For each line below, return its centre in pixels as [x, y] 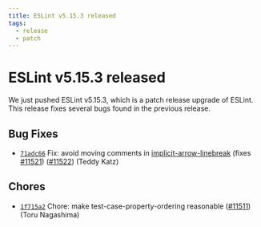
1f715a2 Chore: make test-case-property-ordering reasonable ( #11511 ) [135, 206]
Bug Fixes [33, 134]
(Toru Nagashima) [50, 214]
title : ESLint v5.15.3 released [62, 16]
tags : [17, 23]
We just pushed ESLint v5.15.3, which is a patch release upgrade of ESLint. [131, 100]
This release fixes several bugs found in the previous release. [109, 108]
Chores [27, 186]
